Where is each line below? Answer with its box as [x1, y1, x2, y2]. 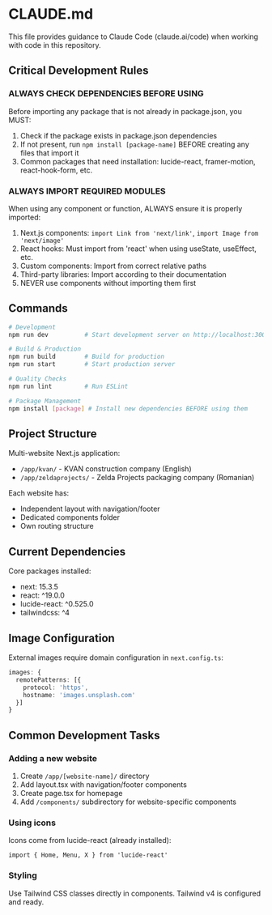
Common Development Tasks [8, 728, 160, 742]
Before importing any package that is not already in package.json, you [8, 106, 243, 116]
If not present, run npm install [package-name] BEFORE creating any [19, 139, 249, 149]
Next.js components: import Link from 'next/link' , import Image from [19, 228, 259, 237]
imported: [8, 212, 41, 222]
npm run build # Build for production [8, 353, 164, 361]
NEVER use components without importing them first [19, 278, 197, 287]
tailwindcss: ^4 [19, 608, 70, 618]
